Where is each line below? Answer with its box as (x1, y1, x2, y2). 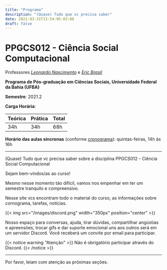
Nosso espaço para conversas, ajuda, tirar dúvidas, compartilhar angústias (5, 219, 159, 225)
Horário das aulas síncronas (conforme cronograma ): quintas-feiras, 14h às (5, 136, 161, 142)
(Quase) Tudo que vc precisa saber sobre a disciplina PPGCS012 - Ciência (5, 156, 158, 162)
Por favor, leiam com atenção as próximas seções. (5, 259, 108, 265)
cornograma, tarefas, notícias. (5, 200, 67, 206)
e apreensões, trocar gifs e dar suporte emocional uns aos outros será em (5, 225, 157, 231)
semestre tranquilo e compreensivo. (5, 185, 79, 191)
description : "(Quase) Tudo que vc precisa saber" (5, 12, 112, 17)
